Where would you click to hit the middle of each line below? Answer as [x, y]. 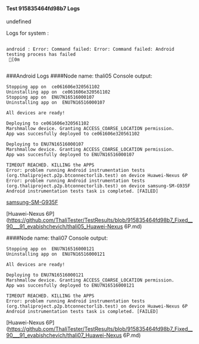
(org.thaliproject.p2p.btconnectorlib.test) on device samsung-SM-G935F [98, 186]
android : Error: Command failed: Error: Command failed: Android [90, 49]
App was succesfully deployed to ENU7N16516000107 [70, 155]
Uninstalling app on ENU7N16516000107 [56, 103]
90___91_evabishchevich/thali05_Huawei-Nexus [65, 227]
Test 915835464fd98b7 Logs [43, 8]
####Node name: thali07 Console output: [57, 238]
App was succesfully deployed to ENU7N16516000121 [70, 286]
